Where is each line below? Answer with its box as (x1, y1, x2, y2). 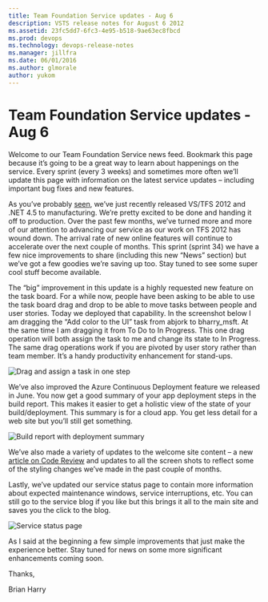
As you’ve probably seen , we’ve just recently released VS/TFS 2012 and (8, 199, 246, 208)
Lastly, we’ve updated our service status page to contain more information (8, 479, 254, 489)
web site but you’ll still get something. (8, 416, 134, 426)
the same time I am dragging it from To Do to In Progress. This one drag (8, 325, 245, 335)
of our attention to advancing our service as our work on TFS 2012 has (8, 224, 242, 234)
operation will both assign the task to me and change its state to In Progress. (8, 333, 261, 343)
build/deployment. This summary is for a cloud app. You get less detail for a (8, 407, 258, 417)
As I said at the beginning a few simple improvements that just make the (8, 536, 246, 546)
